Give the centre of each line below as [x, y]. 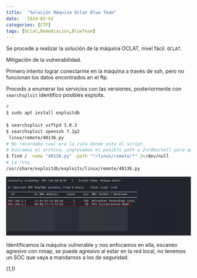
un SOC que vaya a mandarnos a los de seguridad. [67, 257]
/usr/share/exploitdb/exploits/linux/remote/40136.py [73, 169]
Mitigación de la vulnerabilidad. [44, 60]
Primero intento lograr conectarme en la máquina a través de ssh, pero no [95, 71]
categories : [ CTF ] [28, 25]
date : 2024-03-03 [30, 19]
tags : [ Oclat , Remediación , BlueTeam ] [51, 31]
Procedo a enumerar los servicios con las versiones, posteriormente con [94, 89]
